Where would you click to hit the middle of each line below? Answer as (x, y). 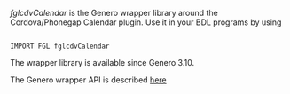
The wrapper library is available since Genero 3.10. (102, 63)
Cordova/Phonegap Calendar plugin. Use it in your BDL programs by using (146, 22)
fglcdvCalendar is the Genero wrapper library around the (114, 13)
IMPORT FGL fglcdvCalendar (60, 46)
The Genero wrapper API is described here (88, 80)
